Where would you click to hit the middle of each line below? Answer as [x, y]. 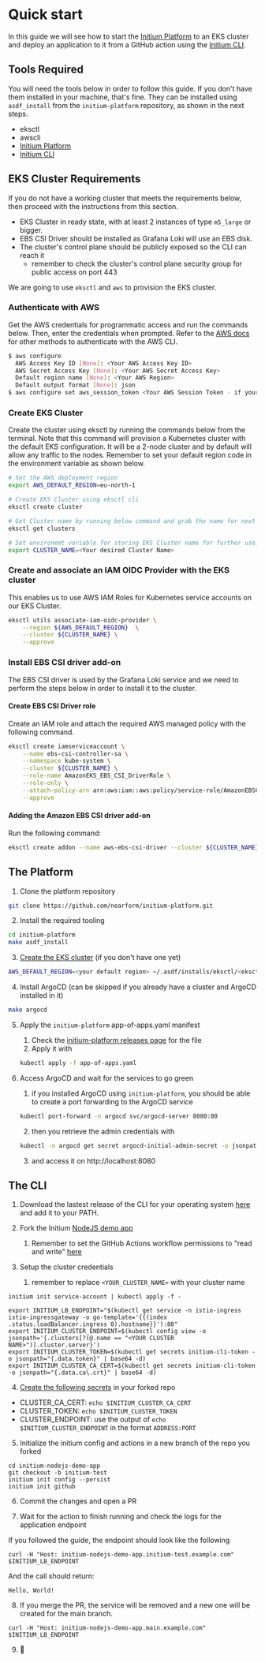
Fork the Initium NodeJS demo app [76, 1228]
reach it [32, 255]
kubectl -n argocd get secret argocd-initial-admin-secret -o [124, 1145]
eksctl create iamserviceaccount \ [67, 746]
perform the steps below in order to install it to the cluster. [103, 688]
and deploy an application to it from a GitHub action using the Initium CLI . [127, 44]
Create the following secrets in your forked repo [97, 1387]
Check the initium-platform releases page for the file [117, 1040]
